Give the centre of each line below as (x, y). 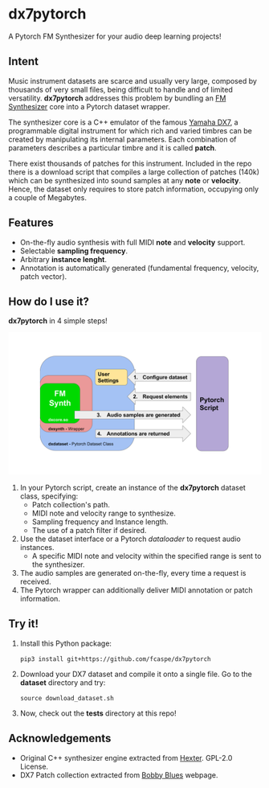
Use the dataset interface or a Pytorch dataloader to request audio (130, 539)
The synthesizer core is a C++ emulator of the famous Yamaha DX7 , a (123, 122)
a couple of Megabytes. (47, 197)
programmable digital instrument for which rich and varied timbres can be (130, 130)
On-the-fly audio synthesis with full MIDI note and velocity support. (132, 242)
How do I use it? (49, 301)
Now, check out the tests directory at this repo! (98, 713)
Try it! (23, 624)
